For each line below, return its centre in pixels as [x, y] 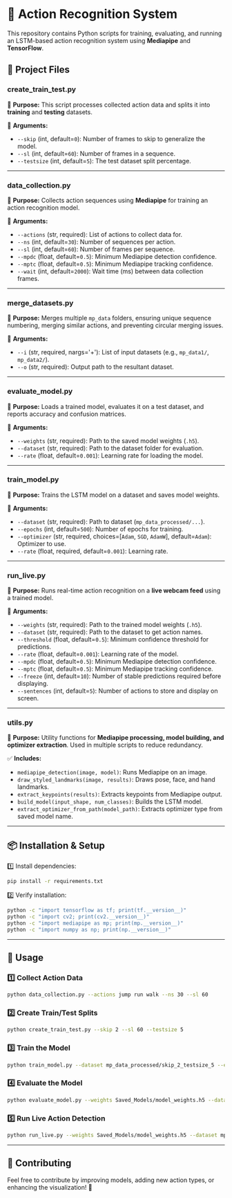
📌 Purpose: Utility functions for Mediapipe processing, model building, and [116, 738]
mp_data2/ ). [33, 360]
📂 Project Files [39, 70]
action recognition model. [43, 208]
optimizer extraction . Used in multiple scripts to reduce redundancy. [105, 745]
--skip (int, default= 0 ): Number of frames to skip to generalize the [111, 138]
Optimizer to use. [42, 543]
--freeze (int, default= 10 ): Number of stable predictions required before [119, 676]
